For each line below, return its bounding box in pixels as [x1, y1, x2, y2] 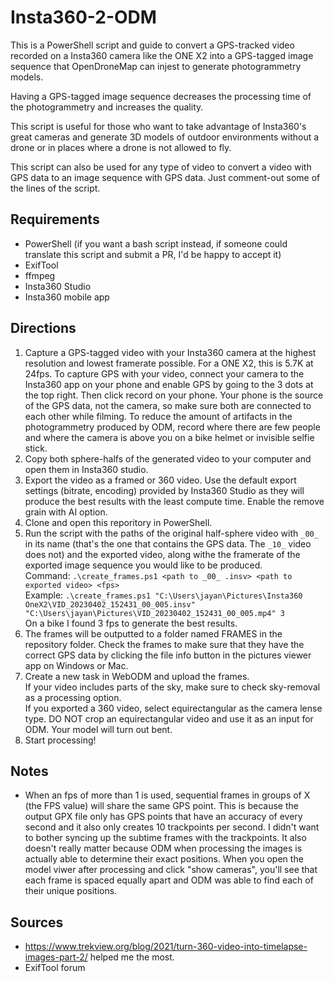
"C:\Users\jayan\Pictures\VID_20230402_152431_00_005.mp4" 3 [24, 608, 286, 618]
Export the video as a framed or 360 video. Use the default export [24, 474, 297, 486]
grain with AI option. [24, 506, 108, 518]
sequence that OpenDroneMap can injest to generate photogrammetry [10, 60, 302, 72]
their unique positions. [24, 885, 118, 897]
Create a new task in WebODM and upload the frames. [24, 670, 250, 682]
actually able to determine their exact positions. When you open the [24, 853, 304, 865]
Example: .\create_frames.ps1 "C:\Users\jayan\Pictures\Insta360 [24, 589, 303, 601]
